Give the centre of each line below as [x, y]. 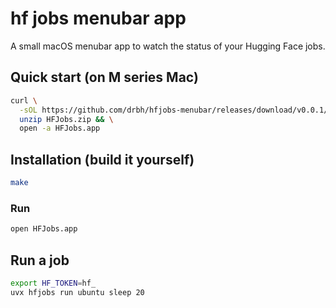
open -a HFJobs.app [60, 128]
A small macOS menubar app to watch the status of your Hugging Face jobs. [168, 46]
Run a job [40, 260]
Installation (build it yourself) [102, 159]
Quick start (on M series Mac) [104, 77]
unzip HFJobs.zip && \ [66, 119]
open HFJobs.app [44, 229]
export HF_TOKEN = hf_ [53, 283]
